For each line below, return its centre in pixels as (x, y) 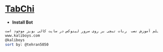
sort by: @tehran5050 (27, 44)
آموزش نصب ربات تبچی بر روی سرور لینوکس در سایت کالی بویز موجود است (78, 31)
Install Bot (22, 22)
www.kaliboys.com (23, 35)
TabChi (20, 9)
